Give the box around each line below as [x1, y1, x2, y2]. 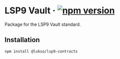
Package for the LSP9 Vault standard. [4, 21, 81, 27]
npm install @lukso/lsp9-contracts [4, 49, 78, 54]
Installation [4, 36, 40, 44]
